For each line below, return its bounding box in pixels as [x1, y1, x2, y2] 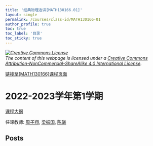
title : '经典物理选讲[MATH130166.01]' [5, 7, 83, 13]
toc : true [5, 26, 26, 31]
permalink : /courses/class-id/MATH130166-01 [5, 17, 101, 22]
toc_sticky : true [5, 36, 42, 41]
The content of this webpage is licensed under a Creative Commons [5, 55, 148, 61]
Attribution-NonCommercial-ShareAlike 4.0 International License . [5, 60, 142, 66]
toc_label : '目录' [5, 31, 43, 36]
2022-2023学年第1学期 [5, 91, 103, 102]
